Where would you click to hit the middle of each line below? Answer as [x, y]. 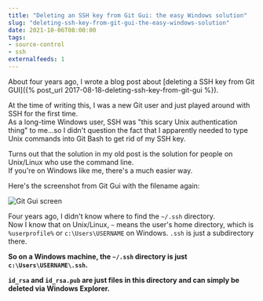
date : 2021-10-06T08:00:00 [52, 30]
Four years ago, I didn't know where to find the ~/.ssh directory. [112, 216]
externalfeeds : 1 [37, 60]
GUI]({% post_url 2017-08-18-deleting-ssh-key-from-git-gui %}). [113, 90]
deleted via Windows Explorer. [59, 288]
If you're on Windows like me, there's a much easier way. [100, 171]
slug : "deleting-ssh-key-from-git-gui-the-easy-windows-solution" [119, 23]
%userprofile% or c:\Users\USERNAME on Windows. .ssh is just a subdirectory [131, 233]
